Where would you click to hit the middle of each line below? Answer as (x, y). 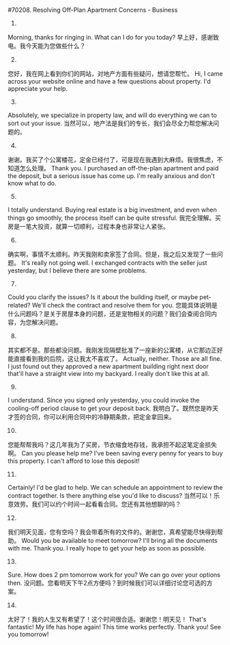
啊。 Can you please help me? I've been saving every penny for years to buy (115, 453)
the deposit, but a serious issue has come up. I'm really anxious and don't (111, 176)
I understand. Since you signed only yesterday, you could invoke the (104, 400)
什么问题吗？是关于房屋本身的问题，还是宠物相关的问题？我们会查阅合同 (109, 314)
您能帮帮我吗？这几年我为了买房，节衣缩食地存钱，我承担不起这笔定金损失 (112, 445)
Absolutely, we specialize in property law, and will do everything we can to (112, 115)
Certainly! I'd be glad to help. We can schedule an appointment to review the (115, 488)
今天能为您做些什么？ (56, 46)
